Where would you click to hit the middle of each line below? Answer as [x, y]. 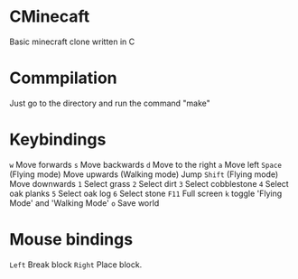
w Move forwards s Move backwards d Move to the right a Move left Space [146, 164]
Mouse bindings [71, 239]
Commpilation [63, 78]
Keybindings [58, 139]
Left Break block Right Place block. [76, 265]
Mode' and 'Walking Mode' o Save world [84, 203]
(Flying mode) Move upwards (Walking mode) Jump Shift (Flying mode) [144, 174]
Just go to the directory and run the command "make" [110, 103]
